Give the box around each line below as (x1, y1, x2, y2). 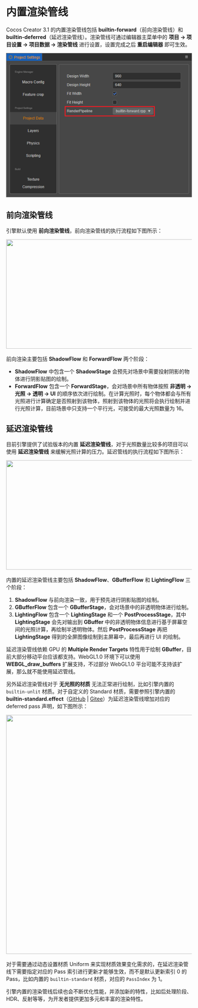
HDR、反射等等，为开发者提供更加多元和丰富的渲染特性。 (6, 995, 146, 1002)
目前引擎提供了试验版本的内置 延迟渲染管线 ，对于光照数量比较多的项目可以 (6, 440, 189, 448)
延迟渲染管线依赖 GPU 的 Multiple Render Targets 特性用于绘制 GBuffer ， (6, 646, 187, 653)
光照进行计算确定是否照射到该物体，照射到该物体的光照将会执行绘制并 (14, 397, 186, 404)
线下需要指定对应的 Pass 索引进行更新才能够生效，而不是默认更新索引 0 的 (6, 968, 187, 975)
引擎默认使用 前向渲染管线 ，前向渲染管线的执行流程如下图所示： (6, 227, 163, 234)
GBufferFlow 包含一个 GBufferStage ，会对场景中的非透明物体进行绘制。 (14, 604, 192, 611)
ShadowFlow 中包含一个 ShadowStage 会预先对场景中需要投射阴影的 (14, 368, 184, 375)
